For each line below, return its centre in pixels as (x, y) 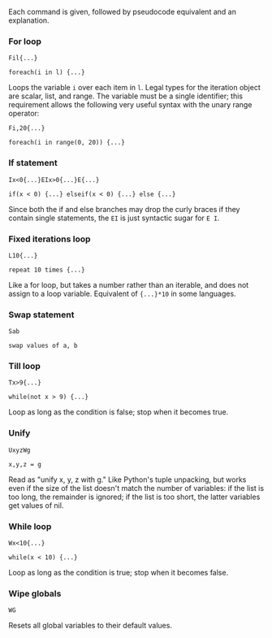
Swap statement (41, 315)
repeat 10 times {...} (47, 270)
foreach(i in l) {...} (47, 72)
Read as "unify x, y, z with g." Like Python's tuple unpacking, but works (127, 480)
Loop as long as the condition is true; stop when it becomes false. (119, 573)
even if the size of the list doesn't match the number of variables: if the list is (136, 488)
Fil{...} (23, 59)
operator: (24, 114)
